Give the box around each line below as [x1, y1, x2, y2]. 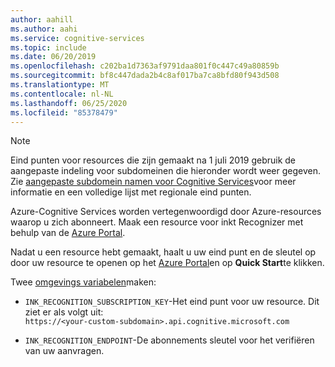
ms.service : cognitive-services [10, 33, 145, 43]
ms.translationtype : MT [10, 80, 110, 90]
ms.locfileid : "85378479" [10, 107, 118, 118]
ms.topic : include [10, 42, 87, 53]
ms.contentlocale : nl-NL [10, 89, 114, 99]
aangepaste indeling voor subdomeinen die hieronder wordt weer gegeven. [10, 165, 321, 177]
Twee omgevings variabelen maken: [10, 276, 157, 288]
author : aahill [10, 14, 74, 25]
